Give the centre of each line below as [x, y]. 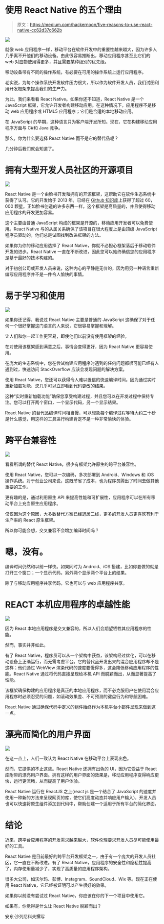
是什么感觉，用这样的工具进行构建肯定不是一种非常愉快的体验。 [69, 419]
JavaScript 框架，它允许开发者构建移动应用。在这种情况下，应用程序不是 [79, 105]
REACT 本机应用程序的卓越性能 [68, 605]
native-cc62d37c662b [40, 30]
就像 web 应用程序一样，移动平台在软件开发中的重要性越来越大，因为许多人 [81, 49]
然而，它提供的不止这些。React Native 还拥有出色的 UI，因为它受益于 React [81, 769]
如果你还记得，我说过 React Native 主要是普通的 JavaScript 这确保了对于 [78, 320]
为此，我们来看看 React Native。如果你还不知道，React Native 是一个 [75, 99]
